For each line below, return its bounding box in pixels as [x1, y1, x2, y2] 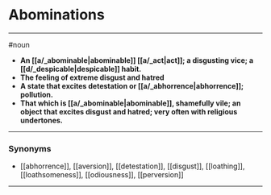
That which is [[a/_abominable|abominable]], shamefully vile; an [19, 98, 241, 108]
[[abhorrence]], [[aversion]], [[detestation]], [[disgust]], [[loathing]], [19, 161, 245, 171]
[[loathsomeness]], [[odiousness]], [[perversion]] [19, 170, 184, 180]
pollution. [19, 89, 54, 99]
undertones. [19, 115, 63, 125]
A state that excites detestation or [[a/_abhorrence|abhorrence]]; [19, 81, 244, 90]
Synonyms [8, 143, 52, 154]
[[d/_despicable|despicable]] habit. [19, 64, 142, 73]
